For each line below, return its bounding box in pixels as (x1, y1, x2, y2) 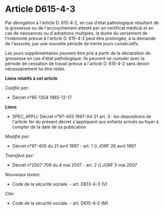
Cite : (5, 190, 15, 196)
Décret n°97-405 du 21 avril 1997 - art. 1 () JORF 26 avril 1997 (12, 143, 137, 149)
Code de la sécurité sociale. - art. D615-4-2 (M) (12, 200, 109, 206)
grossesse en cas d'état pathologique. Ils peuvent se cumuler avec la (5, 55, 145, 61)
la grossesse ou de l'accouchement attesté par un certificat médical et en (5, 25, 154, 30)
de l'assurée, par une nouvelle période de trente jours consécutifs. (5, 40, 140, 46)
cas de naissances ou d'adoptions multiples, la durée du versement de (5, 30, 148, 36)
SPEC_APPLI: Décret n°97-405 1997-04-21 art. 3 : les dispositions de (12, 113, 152, 119)
